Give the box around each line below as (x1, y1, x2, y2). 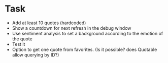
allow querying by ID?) (12, 51, 59, 58)
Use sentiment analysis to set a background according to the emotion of (12, 30, 163, 36)
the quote (12, 36, 32, 42)
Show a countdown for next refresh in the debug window (12, 25, 131, 31)
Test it (12, 41, 25, 47)
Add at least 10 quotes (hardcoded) (12, 20, 86, 26)
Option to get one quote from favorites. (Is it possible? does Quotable (12, 46, 157, 52)
